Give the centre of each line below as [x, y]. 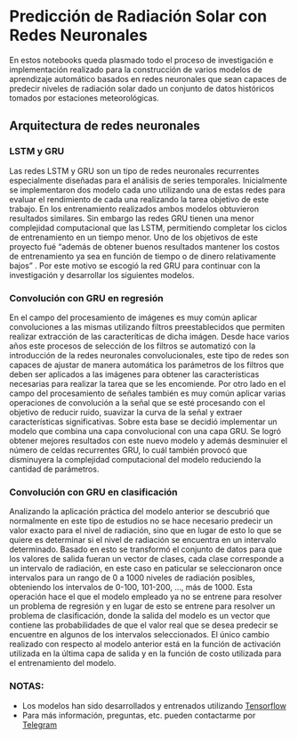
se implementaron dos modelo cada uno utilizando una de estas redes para [147, 190]
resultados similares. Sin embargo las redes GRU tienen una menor [132, 218]
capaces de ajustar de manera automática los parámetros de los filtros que [147, 365]
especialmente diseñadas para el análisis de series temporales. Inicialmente [148, 180]
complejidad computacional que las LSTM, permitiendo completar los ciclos [148, 227]
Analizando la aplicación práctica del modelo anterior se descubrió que [140, 512]
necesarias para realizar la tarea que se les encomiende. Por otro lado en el [148, 383]
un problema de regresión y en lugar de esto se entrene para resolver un [142, 606]
